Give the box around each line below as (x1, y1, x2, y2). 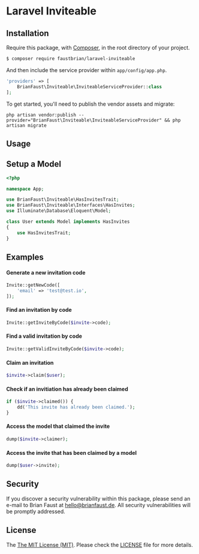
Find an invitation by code (6, 306, 72, 314)
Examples (6, 252, 44, 262)
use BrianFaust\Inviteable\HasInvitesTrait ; (6, 196, 119, 202)
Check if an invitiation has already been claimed (6, 385, 129, 392)
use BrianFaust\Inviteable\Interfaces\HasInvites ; (6, 202, 135, 209)
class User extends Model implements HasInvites (6, 219, 130, 225)
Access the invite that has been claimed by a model (6, 449, 137, 456)
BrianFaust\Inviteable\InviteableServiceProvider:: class (17, 84, 162, 90)
